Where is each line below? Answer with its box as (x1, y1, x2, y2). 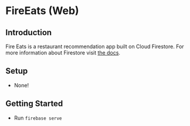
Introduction (5, 28, 52, 38)
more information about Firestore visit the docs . (5, 49, 121, 56)
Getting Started (5, 98, 63, 109)
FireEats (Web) (5, 4, 80, 18)
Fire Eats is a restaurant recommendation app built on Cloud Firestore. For (5, 43, 184, 50)
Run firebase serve (13, 114, 62, 121)
